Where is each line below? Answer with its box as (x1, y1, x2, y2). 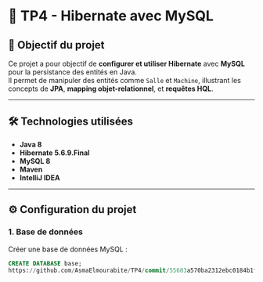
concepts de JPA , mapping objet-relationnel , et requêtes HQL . (8, 84, 214, 93)
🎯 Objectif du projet (8, 38, 105, 52)
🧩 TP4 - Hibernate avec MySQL (8, 7, 214, 25)
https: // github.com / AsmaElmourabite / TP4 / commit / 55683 (8, 266, 188, 275)
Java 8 (19, 139, 42, 149)
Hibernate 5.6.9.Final (19, 148, 90, 157)
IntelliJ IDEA (19, 172, 60, 183)
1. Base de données (8, 226, 84, 237)
